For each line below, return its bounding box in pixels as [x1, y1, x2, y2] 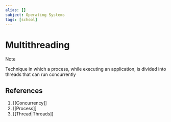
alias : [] [5, 7, 27, 13]
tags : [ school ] [5, 17, 38, 22]
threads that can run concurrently [5, 71, 76, 77]
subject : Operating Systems [5, 12, 65, 17]
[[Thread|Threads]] [12, 111, 54, 117]
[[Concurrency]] [12, 100, 47, 106]
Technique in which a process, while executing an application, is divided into [5, 66, 166, 72]
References [5, 86, 43, 95]
